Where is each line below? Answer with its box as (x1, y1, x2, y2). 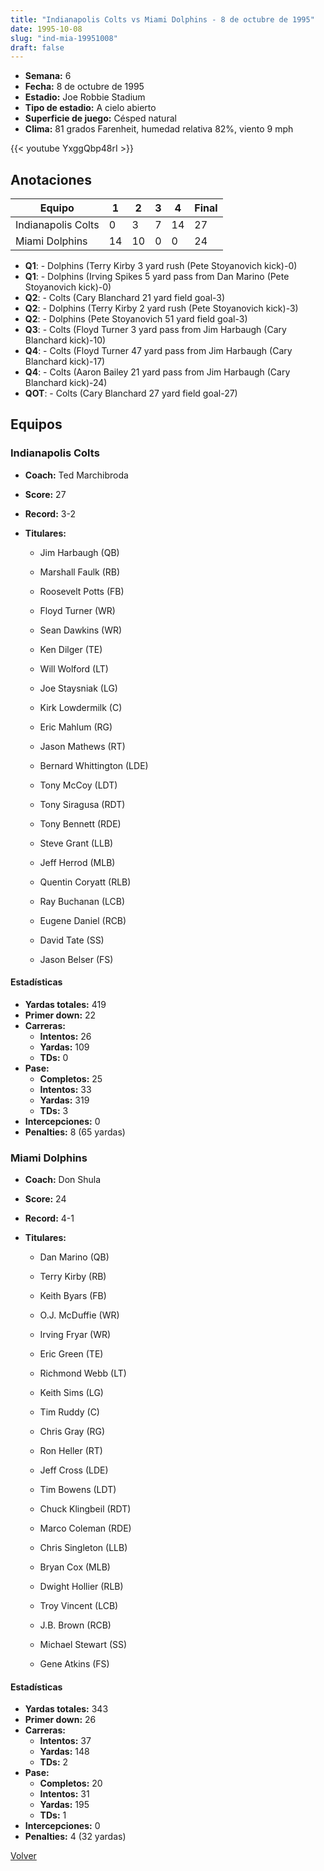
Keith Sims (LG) (39, 1387, 104, 1399)
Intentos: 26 (39, 1030, 92, 1042)
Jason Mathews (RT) (39, 740, 126, 752)
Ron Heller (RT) (39, 1445, 103, 1457)
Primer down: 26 (24, 1714, 97, 1726)
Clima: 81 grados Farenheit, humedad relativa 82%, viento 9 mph (24, 123, 294, 135)
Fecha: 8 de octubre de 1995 (24, 81, 145, 93)
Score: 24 (24, 1193, 67, 1205)
